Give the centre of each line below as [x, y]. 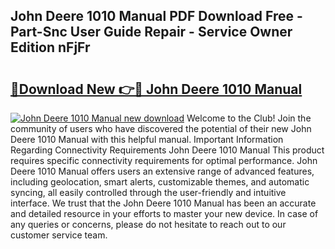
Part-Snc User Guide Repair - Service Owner [151, 32]
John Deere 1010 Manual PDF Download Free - [156, 16]
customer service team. [59, 235]
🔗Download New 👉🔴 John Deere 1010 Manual [156, 89]
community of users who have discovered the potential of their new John [161, 128]
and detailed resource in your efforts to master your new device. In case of [164, 213]
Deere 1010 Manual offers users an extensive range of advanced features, [162, 171]
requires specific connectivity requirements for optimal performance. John [164, 160]
